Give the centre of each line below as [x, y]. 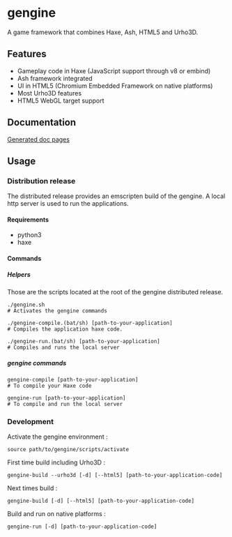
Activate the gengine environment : [57, 437]
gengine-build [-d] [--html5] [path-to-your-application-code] [101, 501]
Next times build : [32, 488]
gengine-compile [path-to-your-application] [73, 379]
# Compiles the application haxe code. [65, 329]
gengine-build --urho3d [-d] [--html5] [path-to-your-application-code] [115, 476]
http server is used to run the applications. [68, 204]
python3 [29, 235]
